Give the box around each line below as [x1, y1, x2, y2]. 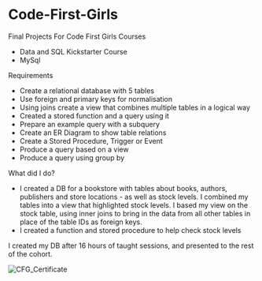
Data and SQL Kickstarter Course [19, 47, 128, 56]
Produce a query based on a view [19, 144, 129, 154]
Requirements [8, 70, 54, 80]
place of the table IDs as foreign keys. [19, 217, 143, 227]
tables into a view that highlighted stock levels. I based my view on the [19, 200, 249, 210]
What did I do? [8, 168, 55, 178]
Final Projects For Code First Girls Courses [8, 32, 146, 41]
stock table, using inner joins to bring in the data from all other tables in [19, 208, 251, 218]
